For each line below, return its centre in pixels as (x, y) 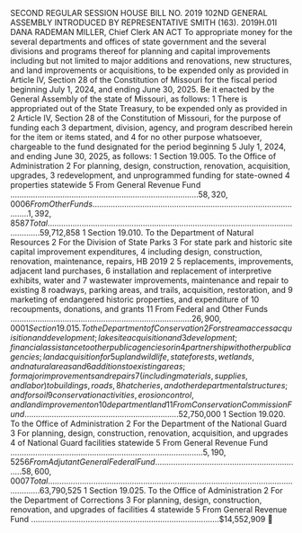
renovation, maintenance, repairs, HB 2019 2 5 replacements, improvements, (152, 261)
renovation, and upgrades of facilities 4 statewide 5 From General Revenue (149, 510)
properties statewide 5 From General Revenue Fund (106, 185)
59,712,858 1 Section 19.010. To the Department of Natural (147, 232)
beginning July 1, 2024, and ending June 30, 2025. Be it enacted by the (142, 89)
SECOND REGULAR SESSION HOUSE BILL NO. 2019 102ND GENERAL (139, 13)
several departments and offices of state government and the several (138, 41)
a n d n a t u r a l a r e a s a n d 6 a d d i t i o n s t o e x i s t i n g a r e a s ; (98, 366)
